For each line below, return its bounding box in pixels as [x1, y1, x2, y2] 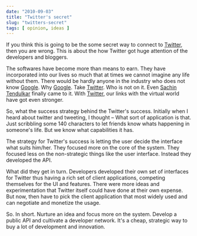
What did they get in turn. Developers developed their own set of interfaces [6, 168, 189, 175]
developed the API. [6, 157, 52, 164]
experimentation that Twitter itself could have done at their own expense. [6, 187, 183, 194]
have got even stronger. [6, 97, 64, 104]
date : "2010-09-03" [6, 8, 54, 15]
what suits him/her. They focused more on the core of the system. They [6, 144, 180, 151]
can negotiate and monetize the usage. [6, 200, 101, 207]
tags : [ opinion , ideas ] [6, 25, 69, 31]
